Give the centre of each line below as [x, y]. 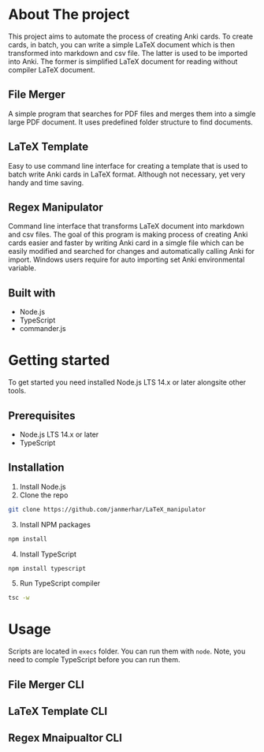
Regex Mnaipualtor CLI [65, 738]
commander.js [43, 329]
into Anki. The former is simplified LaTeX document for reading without [123, 61]
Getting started [59, 361]
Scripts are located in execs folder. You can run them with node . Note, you [127, 651]
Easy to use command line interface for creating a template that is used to [128, 166]
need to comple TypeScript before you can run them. [94, 660]
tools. [17, 391]
